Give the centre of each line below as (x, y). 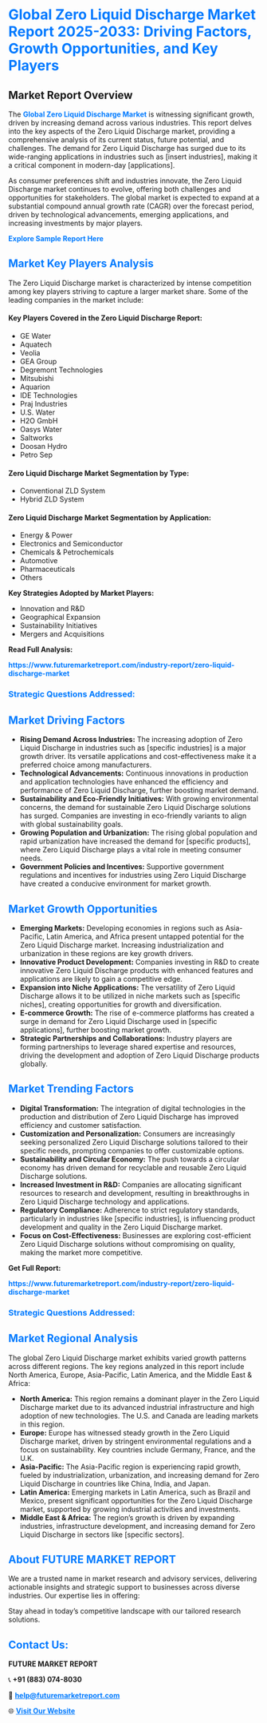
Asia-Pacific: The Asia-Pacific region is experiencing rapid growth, (130, 1467)
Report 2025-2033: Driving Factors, (130, 32)
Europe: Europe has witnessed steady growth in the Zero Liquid (124, 1432)
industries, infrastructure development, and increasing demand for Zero (137, 1526)
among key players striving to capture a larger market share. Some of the (128, 291)
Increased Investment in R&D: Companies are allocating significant (131, 1185)
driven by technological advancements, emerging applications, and (119, 214)
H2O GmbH (39, 421)
